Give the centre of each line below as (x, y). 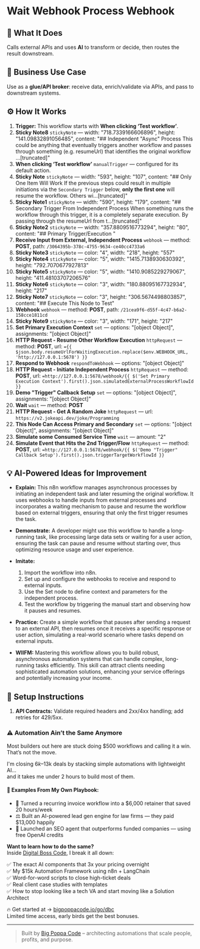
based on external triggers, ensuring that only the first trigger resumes (101, 513)
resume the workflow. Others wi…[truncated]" (72, 195)
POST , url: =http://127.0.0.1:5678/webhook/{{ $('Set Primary (92, 376)
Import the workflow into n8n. (61, 573)
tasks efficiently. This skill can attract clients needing (100, 666)
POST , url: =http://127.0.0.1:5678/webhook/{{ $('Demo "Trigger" (96, 449)
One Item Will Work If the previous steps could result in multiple (93, 183)
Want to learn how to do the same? (50, 846)
